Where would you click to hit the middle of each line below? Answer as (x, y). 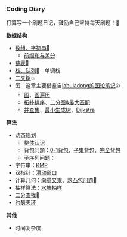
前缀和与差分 (39, 56)
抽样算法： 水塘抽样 (38, 188)
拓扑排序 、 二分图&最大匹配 (57, 102)
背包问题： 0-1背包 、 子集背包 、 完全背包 (72, 150)
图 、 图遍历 (37, 95)
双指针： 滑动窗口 (36, 173)
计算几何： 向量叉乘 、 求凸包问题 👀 (56, 180)
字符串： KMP (31, 165)
